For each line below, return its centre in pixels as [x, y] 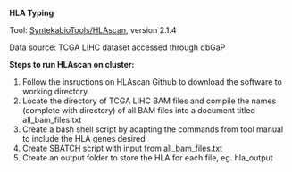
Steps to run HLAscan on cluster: [72, 65]
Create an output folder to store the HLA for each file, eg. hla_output [148, 158]
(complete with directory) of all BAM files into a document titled [139, 110]
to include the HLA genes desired [83, 139]
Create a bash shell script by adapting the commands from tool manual [153, 129]
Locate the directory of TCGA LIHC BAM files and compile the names [149, 101]
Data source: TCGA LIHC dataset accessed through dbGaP [117, 47]
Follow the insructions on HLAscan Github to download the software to [152, 82]
